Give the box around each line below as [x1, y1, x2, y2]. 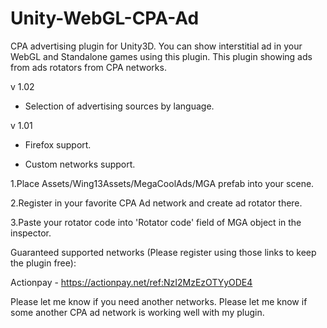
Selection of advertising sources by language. [24, 100, 215, 112]
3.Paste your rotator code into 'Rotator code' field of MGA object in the [10, 216, 302, 228]
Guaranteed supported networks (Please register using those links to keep [10, 246, 317, 258]
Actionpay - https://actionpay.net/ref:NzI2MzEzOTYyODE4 [10, 276, 253, 288]
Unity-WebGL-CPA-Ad [10, 7, 200, 30]
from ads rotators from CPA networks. [10, 61, 167, 73]
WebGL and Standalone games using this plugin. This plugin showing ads [10, 50, 313, 62]
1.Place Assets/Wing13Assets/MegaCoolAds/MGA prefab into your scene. [10, 177, 315, 189]
